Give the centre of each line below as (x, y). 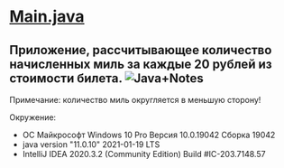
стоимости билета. (66, 78)
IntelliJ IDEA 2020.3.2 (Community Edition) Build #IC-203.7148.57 (144, 154)
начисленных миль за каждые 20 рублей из (141, 64)
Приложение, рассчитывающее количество (141, 50)
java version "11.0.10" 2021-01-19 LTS (91, 145)
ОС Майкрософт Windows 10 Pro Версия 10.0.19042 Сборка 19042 (149, 135)
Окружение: (33, 117)
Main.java (47, 17)
